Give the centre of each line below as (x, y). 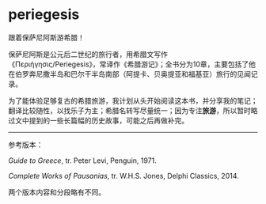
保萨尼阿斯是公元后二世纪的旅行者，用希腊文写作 (88, 54)
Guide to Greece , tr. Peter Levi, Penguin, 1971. (82, 161)
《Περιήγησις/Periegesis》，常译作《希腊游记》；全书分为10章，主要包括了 (129, 64)
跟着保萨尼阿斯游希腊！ (46, 37)
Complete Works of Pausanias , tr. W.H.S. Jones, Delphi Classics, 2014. (123, 176)
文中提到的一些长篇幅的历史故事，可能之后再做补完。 (101, 120)
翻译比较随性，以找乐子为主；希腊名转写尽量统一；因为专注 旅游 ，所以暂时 (129, 110)
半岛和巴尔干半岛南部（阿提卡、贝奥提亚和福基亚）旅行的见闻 (150, 74)
